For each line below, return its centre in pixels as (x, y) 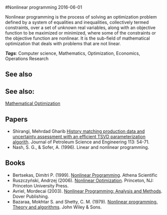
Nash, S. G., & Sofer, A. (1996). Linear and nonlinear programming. (80, 147)
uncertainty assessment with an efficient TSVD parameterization (79, 137)
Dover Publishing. (30, 196)
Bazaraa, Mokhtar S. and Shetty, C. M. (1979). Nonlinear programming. (85, 201)
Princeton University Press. (40, 185)
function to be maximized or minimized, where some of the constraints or (81, 33)
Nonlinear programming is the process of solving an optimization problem (81, 17)
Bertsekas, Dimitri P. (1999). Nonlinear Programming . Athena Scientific (85, 175)
